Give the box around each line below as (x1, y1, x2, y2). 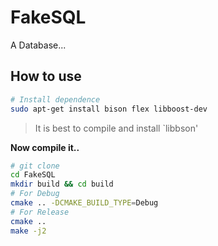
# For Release (10, 207, 70, 217)
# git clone (10, 161, 60, 171)
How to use (10, 68, 82, 85)
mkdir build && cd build (10, 179, 114, 190)
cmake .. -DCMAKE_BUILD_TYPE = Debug (10, 198, 159, 208)
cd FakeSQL (10, 170, 56, 180)
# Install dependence (10, 94, 101, 105)
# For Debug (10, 189, 60, 199)
